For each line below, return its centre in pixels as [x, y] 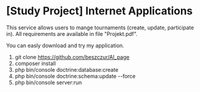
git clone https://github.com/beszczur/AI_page [72, 57]
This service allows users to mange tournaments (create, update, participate [100, 27]
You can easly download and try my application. [65, 45]
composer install [35, 63]
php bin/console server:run [48, 82]
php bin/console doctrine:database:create [67, 69]
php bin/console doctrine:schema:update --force [75, 76]
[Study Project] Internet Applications [99, 11]
